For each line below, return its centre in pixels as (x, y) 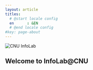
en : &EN (24, 23)
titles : (13, 14)
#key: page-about (23, 32)
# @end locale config (32, 28)
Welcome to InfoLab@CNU (47, 61)
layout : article (22, 9)
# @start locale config (34, 18)
